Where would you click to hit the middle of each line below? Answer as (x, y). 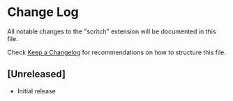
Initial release (36, 91)
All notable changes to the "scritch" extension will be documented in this (112, 31)
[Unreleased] (37, 74)
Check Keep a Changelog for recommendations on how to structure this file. (117, 52)
